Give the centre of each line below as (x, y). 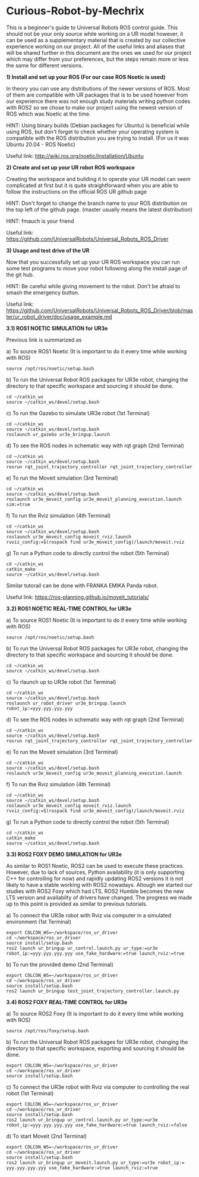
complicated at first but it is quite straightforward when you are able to (92, 185)
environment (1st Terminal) (39, 921)
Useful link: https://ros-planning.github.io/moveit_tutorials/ (78, 597)
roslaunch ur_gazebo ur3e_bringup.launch (58, 434)
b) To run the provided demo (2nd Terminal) (60, 964)
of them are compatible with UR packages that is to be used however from (97, 95)
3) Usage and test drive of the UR (48, 250)
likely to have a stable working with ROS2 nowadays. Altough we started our (99, 885)
